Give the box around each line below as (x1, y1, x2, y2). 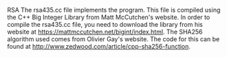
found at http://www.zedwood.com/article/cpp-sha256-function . (7, 43, 191, 50)
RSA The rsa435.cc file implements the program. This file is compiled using (7, 6, 221, 14)
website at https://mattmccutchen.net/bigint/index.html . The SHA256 (7, 27, 203, 36)
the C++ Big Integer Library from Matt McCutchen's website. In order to (7, 13, 210, 21)
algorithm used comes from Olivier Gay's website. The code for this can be (7, 35, 220, 43)
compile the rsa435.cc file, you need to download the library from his (7, 21, 203, 28)
